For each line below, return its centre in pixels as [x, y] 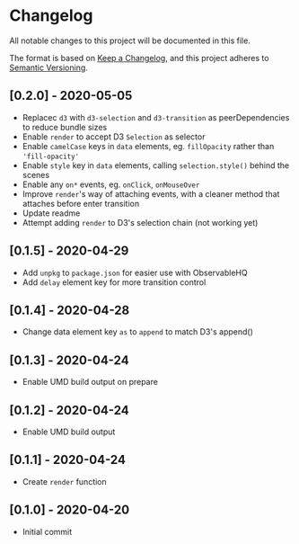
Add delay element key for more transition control [114, 282]
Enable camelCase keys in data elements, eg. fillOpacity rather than [148, 146]
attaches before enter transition [81, 203]
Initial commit [47, 531]
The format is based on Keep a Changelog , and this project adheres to [139, 58]
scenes [36, 174]
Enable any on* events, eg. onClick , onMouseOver [111, 184]
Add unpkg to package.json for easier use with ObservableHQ [135, 272]
